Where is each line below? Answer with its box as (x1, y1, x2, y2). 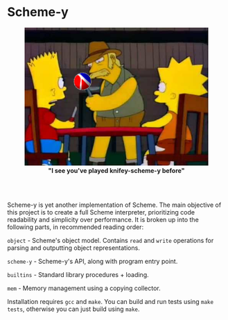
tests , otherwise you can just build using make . (7, 305, 140, 313)
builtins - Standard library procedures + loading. (7, 270, 149, 278)
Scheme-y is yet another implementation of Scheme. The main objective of (7, 201, 222, 209)
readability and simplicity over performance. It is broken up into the (7, 215, 199, 224)
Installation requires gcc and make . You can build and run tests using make (7, 297, 213, 305)
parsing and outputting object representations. (7, 244, 140, 252)
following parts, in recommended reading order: (7, 223, 144, 231)
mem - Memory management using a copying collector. (7, 284, 161, 292)
